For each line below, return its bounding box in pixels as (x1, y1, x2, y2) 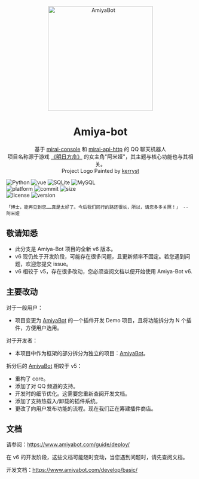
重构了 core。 (14, 375, 49, 382)
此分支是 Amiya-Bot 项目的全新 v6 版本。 (14, 245, 117, 252)
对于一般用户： (6, 304, 43, 311)
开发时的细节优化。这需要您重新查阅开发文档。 (14, 390, 130, 397)
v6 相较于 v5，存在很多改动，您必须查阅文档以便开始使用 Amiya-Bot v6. (14, 267, 192, 274)
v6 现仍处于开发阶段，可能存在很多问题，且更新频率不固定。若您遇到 (14, 252, 185, 260)
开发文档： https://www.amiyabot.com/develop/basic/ (6, 466, 138, 474)
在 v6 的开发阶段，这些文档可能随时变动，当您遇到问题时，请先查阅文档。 (6, 454, 188, 461)
